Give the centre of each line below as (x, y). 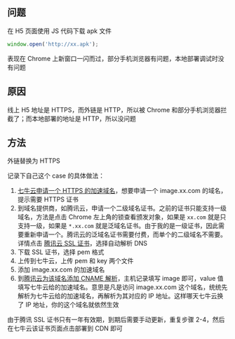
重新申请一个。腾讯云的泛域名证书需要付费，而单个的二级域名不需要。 (125, 234)
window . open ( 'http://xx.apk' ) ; (53, 44)
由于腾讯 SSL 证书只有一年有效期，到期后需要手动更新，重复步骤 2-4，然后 (116, 320)
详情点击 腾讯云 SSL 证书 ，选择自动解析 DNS (82, 244)
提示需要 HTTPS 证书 (48, 199)
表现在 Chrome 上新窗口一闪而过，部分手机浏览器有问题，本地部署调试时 (113, 58)
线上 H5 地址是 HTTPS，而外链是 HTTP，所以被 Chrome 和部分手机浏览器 (114, 109)
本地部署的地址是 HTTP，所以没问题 (84, 119)
